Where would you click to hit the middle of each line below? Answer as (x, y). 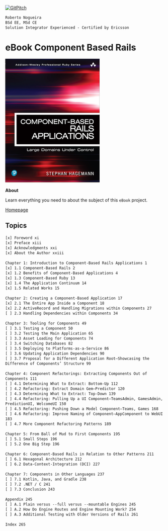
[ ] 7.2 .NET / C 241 (28, 484)
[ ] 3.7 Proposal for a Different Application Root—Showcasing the (77, 359)
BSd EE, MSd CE (21, 23)
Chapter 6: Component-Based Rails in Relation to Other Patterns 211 (80, 454)
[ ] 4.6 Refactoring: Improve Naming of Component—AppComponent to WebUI (84, 414)
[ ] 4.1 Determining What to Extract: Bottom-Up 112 (62, 384)
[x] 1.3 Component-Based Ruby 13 (40, 278)
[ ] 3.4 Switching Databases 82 (39, 343)
